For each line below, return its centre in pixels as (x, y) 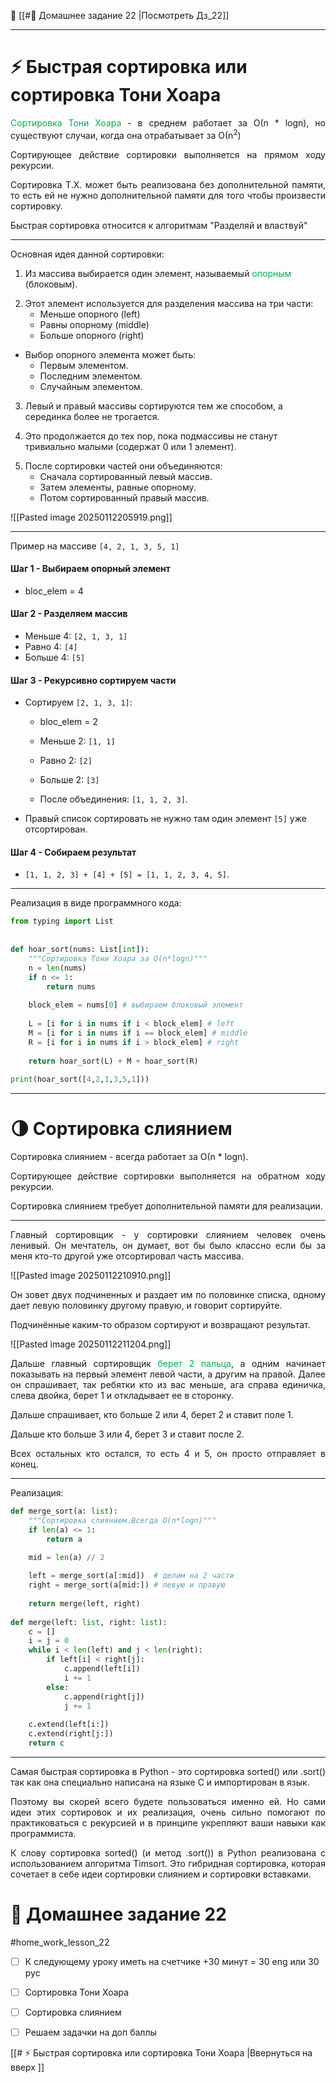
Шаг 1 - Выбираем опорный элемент (90, 569)
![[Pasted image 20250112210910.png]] (91, 1276)
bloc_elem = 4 (54, 591)
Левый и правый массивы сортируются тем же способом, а (153, 406)
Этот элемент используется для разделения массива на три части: (169, 303)
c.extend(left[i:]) (69, 1725)
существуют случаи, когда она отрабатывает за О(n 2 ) (126, 134)
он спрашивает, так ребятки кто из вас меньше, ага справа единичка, (168, 1385)
